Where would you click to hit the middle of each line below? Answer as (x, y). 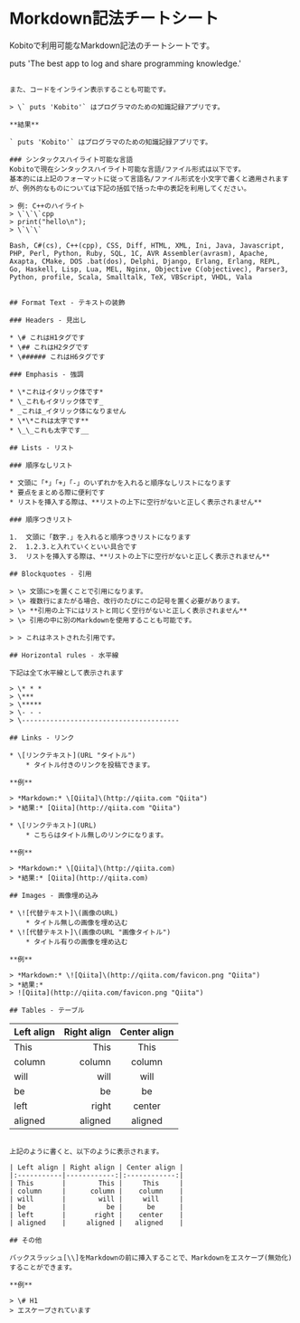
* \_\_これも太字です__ (49, 430)
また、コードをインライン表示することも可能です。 (90, 90)
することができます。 (43, 1267)
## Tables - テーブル (47, 1010)
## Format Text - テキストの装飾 (67, 302)
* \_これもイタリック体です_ (56, 402)
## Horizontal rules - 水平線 (64, 655)
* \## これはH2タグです (49, 347)
